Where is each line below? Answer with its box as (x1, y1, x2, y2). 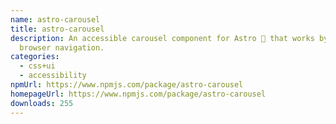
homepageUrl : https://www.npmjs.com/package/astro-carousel (10, 89, 267, 99)
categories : (10, 52, 60, 62)
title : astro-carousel (10, 24, 105, 34)
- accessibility (19, 71, 87, 81)
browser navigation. (19, 42, 105, 53)
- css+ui (19, 61, 56, 71)
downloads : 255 (10, 98, 74, 108)
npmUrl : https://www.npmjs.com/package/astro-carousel (10, 80, 244, 90)
